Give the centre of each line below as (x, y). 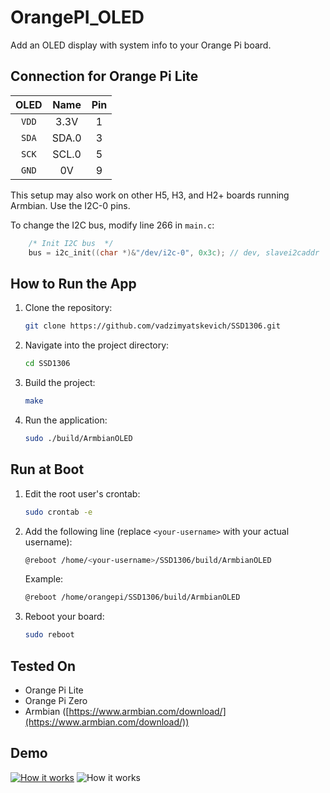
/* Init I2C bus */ (71, 243)
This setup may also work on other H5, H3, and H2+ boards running (150, 195)
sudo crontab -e (58, 512)
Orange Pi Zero (56, 700)
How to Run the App (73, 283)
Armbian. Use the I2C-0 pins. (70, 205)
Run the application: (66, 420)
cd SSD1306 (47, 364)
